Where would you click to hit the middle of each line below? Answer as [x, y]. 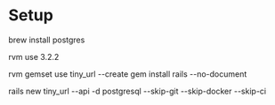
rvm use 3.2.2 [34, 56]
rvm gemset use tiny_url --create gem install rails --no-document [128, 74]
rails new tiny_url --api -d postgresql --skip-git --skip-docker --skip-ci [137, 91]
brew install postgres [47, 40]
